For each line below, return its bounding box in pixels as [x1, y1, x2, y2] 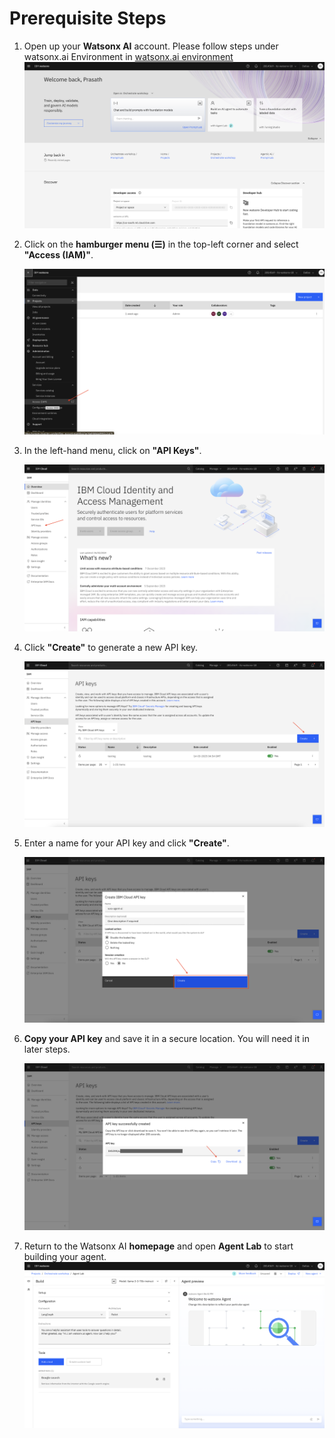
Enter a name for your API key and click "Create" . [23, 837, 230, 849]
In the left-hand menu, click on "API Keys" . [23, 445, 202, 457]
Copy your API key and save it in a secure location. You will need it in [23, 1033, 310, 1045]
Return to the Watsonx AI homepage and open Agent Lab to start [23, 1240, 294, 1252]
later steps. [23, 1043, 71, 1056]
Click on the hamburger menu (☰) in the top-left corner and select [23, 238, 299, 250]
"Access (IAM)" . [23, 248, 94, 261]
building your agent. [23, 1250, 107, 1262]
